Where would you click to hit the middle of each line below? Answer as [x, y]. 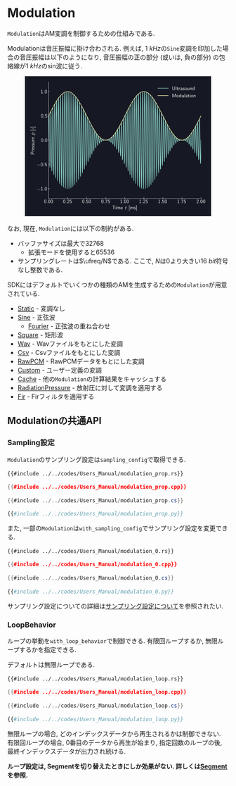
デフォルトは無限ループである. [51, 665]
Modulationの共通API [54, 421]
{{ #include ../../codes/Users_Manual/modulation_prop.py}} [96, 514]
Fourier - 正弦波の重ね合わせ [69, 326]
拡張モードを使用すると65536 [71, 252]
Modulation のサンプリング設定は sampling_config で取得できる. [97, 459]
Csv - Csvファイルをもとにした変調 [69, 352]
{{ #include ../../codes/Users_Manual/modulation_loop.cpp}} [97, 692]
